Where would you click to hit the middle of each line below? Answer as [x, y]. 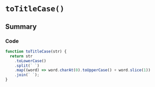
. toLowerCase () [30, 61]
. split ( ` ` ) [27, 66]
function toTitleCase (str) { [36, 51]
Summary [21, 27]
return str [21, 56]
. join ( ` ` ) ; [27, 75]
